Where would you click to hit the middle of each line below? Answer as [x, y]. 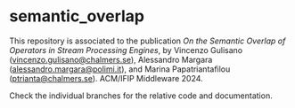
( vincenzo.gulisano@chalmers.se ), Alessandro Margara [111, 59]
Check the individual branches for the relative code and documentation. [141, 96]
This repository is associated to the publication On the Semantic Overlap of [147, 41]
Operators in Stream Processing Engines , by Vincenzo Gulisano [126, 50]
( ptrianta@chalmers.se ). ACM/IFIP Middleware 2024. [106, 78]
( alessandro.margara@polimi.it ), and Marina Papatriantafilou [120, 69]
